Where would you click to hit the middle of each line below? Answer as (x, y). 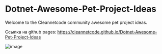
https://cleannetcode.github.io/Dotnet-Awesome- (107, 32)
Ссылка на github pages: (31, 32)
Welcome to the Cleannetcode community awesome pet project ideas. (76, 22)
